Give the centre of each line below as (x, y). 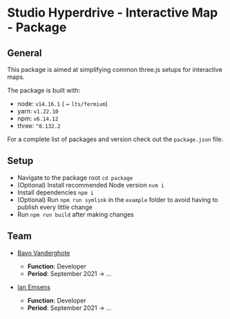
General (25, 53)
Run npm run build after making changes (76, 214)
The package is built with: (44, 90)
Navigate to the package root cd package (75, 177)
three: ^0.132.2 (39, 126)
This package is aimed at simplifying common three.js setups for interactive (115, 70)
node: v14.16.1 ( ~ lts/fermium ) (63, 104)
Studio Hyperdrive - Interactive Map (113, 13)
